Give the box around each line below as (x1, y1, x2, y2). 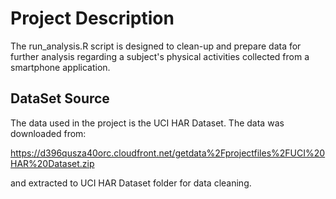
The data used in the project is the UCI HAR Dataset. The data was (10, 117, 285, 129)
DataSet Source (10, 90, 110, 107)
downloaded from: (10, 127, 87, 139)
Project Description (10, 7, 175, 30)
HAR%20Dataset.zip (10, 157, 95, 169)
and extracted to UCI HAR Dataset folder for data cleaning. (10, 177, 252, 189)
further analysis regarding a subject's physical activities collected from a (10, 50, 310, 62)
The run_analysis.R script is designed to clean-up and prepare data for (10, 40, 302, 52)
